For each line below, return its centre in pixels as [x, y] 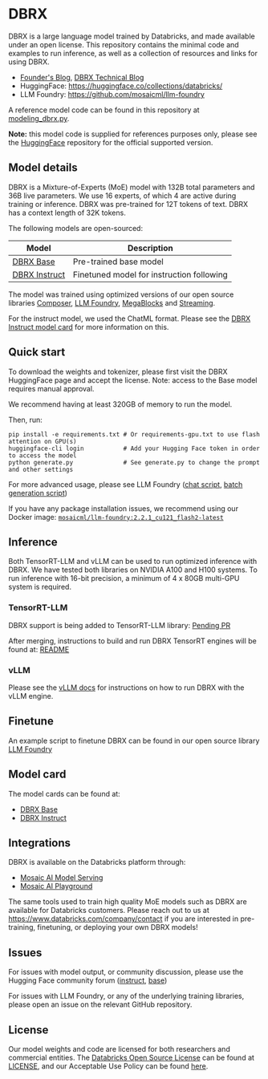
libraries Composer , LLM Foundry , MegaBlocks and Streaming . [112, 302]
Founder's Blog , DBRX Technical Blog [82, 77]
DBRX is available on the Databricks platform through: [97, 862]
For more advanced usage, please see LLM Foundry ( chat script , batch [126, 484]
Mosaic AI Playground [56, 886]
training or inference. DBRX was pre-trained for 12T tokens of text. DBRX [128, 204]
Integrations [39, 843]
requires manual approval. [51, 388]
